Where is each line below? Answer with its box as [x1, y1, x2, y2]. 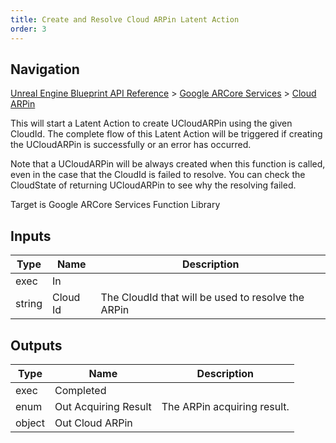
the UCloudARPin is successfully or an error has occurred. [10, 139, 252, 151]
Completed [54, 383, 107, 397]
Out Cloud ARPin [54, 416, 133, 430]
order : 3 [10, 24, 47, 34]
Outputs [10, 337, 63, 354]
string [15, 297, 43, 311]
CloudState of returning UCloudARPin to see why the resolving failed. [10, 179, 297, 191]
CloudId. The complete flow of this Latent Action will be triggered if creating [10, 128, 323, 140]
